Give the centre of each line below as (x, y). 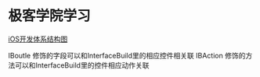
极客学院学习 (50, 16)
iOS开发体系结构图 (38, 39)
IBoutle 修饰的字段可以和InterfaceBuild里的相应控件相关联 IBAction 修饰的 (127, 55)
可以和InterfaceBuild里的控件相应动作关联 (82, 65)
